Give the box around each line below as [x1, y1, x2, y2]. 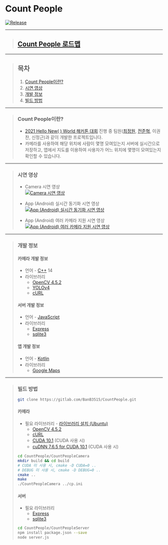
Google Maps [32, 367, 60, 373]
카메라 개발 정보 [17, 255, 48, 261]
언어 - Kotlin [24, 355, 49, 361]
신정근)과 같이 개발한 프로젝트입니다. [31, 134, 103, 140]
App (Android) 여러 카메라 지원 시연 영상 [24, 217, 105, 223]
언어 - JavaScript [24, 314, 60, 320]
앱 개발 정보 [17, 343, 40, 349]
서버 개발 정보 [17, 302, 44, 308]
